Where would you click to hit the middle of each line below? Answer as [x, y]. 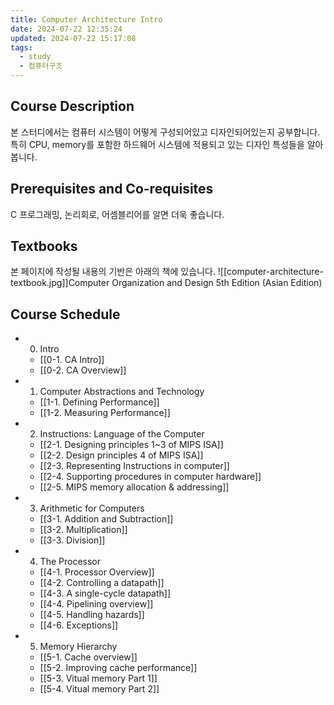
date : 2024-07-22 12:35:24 [66, 29]
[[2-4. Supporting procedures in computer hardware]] [150, 477]
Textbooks [44, 246]
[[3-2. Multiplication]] [83, 530]
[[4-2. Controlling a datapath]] [102, 583]
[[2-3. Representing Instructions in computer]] [134, 466]
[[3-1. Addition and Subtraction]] [106, 519]
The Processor [70, 562]
